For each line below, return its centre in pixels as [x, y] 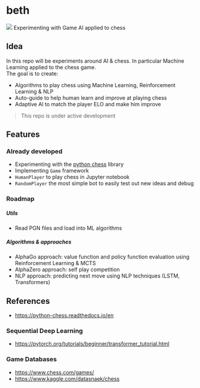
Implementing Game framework [52, 171]
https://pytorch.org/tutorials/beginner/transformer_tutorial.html [92, 344]
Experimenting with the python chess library [69, 164]
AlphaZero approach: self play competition [67, 270]
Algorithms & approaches [39, 242]
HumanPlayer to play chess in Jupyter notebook [72, 177]
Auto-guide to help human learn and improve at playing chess [91, 98]
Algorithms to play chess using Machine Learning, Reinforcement [95, 85]
